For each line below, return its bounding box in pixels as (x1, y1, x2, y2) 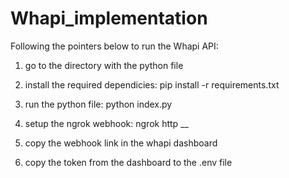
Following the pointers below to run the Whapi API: (10, 40, 219, 52)
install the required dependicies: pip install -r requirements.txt (24, 78, 280, 91)
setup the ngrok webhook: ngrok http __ (24, 117, 189, 129)
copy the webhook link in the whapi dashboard (24, 137, 218, 149)
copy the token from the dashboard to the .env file (24, 156, 233, 168)
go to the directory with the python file (24, 59, 184, 71)
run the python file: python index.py (24, 98, 173, 110)
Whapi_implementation (10, 7, 208, 30)
